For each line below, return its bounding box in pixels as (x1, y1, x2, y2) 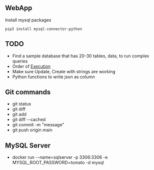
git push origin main (12, 127, 52, 133)
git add (12, 112, 27, 117)
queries (12, 58, 28, 64)
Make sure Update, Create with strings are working (12, 68, 116, 74)
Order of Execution (12, 63, 51, 69)
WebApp (5, 4, 32, 12)
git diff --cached (12, 116, 46, 122)
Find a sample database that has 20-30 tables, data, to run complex (12, 53, 150, 58)
